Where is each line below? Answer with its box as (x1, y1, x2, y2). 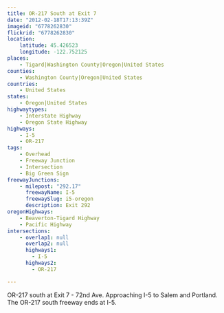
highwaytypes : (7, 106, 48, 113)
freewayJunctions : (7, 176, 60, 183)
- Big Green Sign (19, 170, 69, 177)
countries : (7, 80, 38, 87)
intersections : (7, 228, 51, 235)
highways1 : (25, 247, 57, 254)
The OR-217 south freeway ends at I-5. (7, 298, 117, 306)
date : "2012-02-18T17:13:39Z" (7, 17, 94, 23)
